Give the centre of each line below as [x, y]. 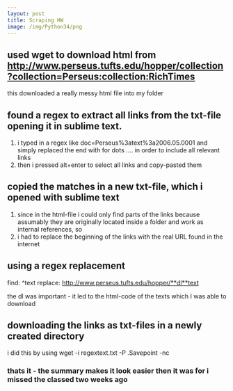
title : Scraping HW [35, 20]
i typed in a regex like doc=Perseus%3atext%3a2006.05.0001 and [112, 143]
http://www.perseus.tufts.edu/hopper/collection [115, 66]
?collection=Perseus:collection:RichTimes [101, 76]
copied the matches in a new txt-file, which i [105, 187]
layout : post [26, 14]
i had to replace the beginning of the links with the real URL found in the [120, 237]
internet [29, 244]
